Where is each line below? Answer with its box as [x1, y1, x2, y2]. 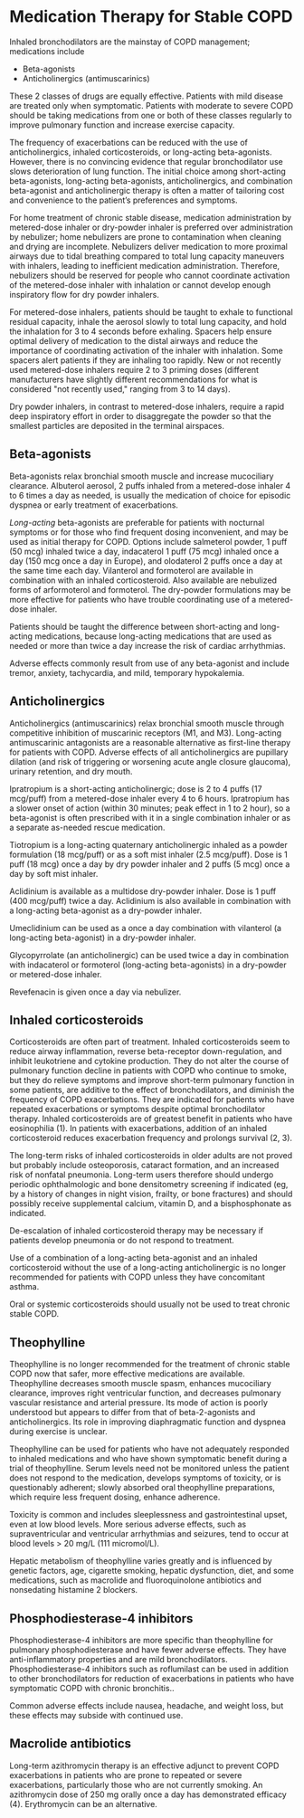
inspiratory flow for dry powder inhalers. [9, 289, 160, 300]
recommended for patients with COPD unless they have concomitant [9, 1271, 265, 1282]
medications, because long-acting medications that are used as [34, 631, 272, 642]
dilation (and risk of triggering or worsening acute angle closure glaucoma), [9, 756, 291, 766]
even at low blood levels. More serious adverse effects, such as [9, 1518, 247, 1530]
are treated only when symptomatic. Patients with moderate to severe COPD [9, 100, 294, 110]
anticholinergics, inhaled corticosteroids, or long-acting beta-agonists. [9, 147, 272, 157]
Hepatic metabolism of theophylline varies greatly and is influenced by [9, 1556, 273, 1566]
